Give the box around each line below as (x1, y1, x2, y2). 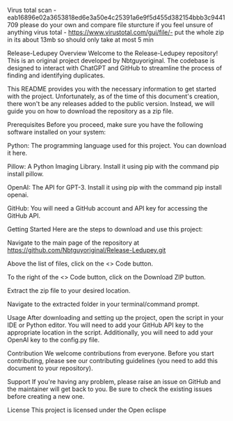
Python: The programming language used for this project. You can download (7, 141, 227, 149)
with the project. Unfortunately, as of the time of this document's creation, (7, 92, 220, 100)
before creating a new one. (7, 392, 85, 400)
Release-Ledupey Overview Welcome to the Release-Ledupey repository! (7, 49, 218, 57)
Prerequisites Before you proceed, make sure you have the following (7, 121, 203, 128)
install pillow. (7, 170, 44, 178)
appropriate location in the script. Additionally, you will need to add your (7, 328, 214, 337)
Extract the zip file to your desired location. (7, 286, 131, 295)
